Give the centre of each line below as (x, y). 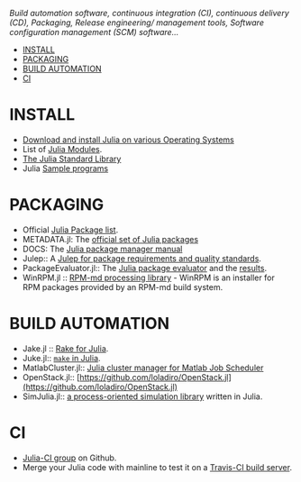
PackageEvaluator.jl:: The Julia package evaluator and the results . (145, 268)
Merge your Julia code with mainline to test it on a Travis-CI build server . (157, 467)
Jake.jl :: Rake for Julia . (65, 348)
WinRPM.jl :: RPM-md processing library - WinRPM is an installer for (148, 277)
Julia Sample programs (65, 168)
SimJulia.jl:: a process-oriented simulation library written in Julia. (142, 396)
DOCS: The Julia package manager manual (102, 249)
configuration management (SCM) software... (94, 32)
